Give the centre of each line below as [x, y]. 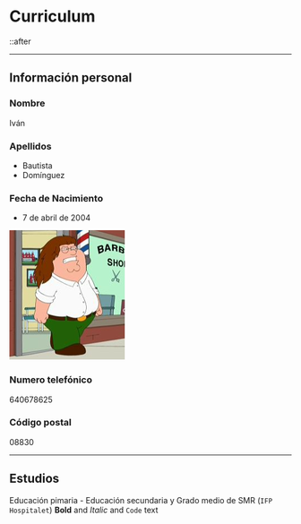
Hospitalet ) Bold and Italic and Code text [84, 510]
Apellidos [30, 146]
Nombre [27, 103]
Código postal [40, 423]
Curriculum [52, 17]
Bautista [37, 165]
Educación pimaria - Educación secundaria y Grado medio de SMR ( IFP [141, 500]
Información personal [71, 78]
